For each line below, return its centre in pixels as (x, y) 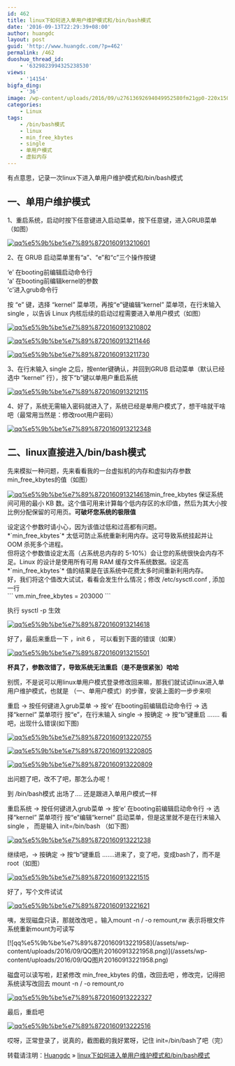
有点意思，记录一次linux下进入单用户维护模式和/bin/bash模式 (95, 177)
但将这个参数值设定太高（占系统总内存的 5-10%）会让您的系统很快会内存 (113, 553)
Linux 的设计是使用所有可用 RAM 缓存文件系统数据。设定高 (104, 561)
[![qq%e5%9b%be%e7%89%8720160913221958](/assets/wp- (98, 943)
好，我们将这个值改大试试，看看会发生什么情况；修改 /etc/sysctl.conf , (109, 579)
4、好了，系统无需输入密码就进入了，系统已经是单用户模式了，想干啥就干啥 (116, 406)
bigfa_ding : (24, 85)
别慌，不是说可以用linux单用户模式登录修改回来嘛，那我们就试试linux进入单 (116, 682)
